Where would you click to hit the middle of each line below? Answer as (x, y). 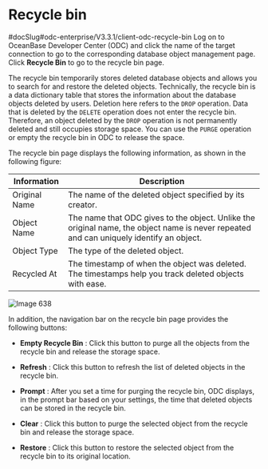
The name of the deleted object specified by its (156, 194)
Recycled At (35, 274)
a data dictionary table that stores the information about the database (122, 94)
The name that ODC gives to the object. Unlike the (161, 218)
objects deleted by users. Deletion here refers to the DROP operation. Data (128, 103)
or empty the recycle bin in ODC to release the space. (97, 137)
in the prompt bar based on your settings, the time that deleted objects (136, 399)
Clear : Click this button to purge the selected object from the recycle (134, 423)
